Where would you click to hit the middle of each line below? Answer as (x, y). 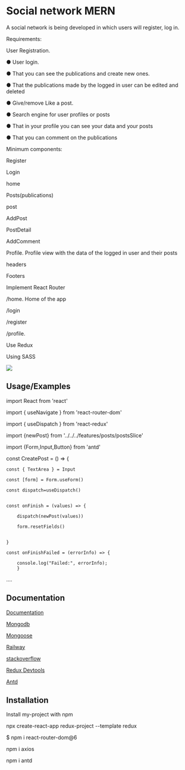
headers (16, 264)
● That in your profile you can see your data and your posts (80, 126)
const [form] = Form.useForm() (45, 480)
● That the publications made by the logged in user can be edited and (92, 85)
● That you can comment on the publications (62, 137)
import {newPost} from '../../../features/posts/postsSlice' (75, 435)
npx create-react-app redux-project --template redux (71, 726)
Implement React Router (36, 287)
